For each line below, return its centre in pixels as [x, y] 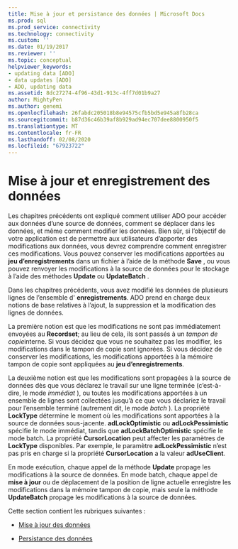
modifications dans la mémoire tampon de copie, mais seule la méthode [113, 490]
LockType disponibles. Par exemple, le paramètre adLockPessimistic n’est [118, 446]
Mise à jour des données [54, 525]
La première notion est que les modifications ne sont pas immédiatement [114, 327]
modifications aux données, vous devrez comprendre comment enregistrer [117, 246]
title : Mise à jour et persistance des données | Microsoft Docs [106, 14]
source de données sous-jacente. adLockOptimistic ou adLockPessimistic [118, 423]
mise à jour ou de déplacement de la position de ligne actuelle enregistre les [120, 482]
